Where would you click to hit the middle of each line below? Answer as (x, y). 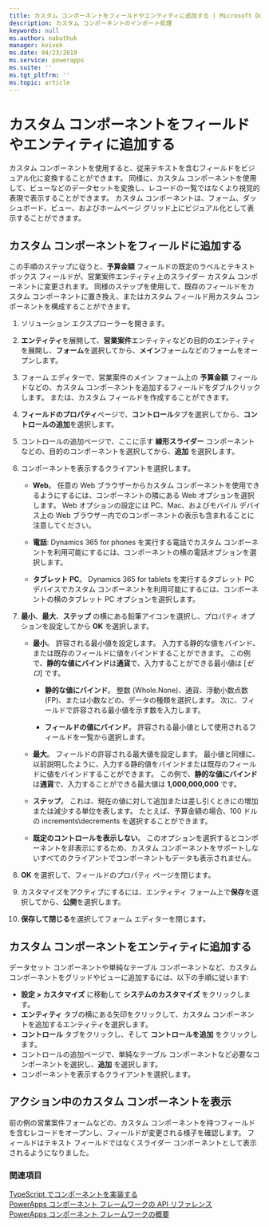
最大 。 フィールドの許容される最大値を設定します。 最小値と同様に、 (146, 754)
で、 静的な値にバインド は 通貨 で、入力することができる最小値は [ (139, 663)
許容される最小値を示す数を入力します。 (138, 710)
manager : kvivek (36, 46)
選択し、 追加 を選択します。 (116, 1065)
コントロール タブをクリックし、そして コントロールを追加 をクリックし (139, 1034)
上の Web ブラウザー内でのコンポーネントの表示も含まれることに (147, 516)
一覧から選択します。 (114, 737)
